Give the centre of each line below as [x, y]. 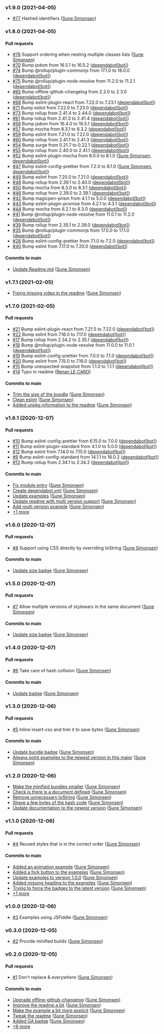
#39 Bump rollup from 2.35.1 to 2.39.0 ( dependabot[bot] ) [71, 225]
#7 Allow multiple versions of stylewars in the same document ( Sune [83, 607]
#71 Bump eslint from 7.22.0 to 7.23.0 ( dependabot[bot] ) [70, 108]
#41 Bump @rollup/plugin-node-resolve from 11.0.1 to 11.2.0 [73, 214]
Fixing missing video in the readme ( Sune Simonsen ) [67, 293]
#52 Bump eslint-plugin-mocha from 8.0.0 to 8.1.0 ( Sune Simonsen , [82, 156]
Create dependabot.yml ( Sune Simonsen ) [55, 490]
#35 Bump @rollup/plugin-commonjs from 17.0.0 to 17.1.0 [71, 230]
